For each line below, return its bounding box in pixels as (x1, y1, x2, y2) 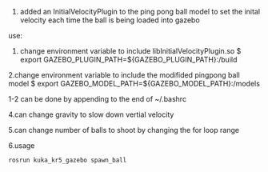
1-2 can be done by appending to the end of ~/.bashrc (8, 94, 186, 103)
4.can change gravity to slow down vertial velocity (8, 110, 174, 119)
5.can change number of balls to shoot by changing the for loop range (8, 126, 240, 134)
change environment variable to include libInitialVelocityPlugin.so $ (19, 46, 242, 55)
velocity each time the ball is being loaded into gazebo (19, 15, 200, 25)
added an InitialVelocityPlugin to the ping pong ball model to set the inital (19, 7, 261, 16)
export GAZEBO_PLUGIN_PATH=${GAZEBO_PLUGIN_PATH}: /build (19, 55, 238, 64)
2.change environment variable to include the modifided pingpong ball (8, 70, 240, 79)
